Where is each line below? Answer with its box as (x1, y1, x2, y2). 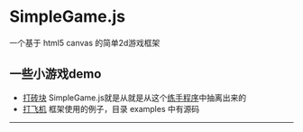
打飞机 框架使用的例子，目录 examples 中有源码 (22, 103, 200, 114)
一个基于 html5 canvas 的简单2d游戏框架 (9, 37, 161, 48)
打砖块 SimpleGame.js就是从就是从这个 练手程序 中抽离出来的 (22, 92, 247, 103)
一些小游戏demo (9, 66, 102, 82)
